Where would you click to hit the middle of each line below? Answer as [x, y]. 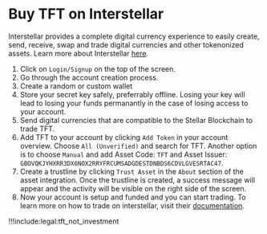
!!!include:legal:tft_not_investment [64, 221]
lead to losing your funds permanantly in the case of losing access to [134, 103]
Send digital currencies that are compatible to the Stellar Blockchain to [136, 120]
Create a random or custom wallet [76, 86]
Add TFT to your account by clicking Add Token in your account [124, 137]
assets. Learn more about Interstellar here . [79, 53]
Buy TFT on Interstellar [86, 14]
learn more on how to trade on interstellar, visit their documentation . [132, 205]
